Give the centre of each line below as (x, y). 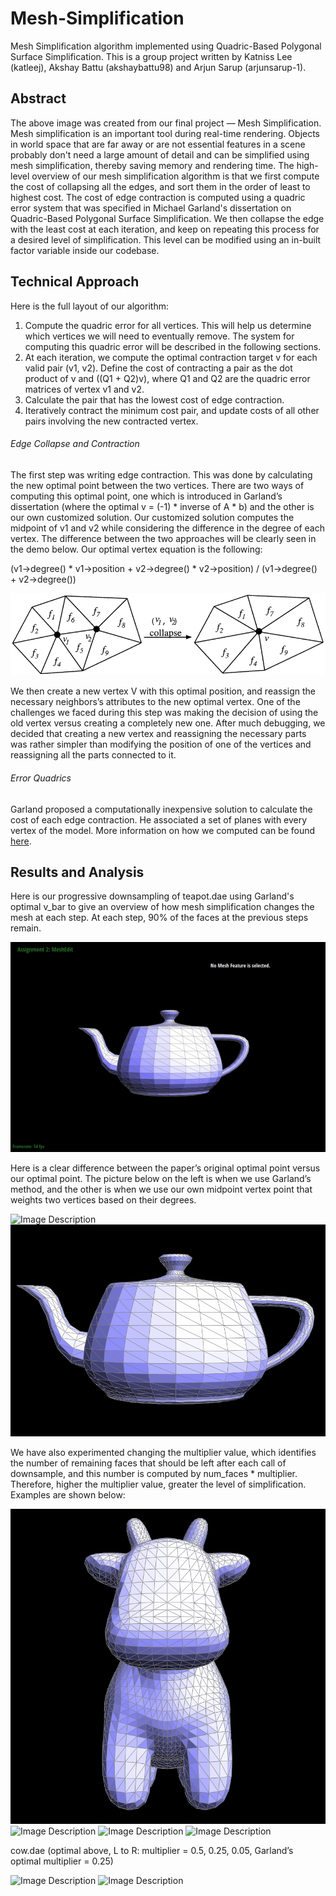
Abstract (38, 98)
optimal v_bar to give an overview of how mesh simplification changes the (162, 907)
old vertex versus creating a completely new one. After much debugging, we (168, 723)
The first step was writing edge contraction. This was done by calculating (161, 474)
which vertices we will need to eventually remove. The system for (159, 336)
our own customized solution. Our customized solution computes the (152, 517)
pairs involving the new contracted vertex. (111, 421)
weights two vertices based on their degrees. (103, 1199)
